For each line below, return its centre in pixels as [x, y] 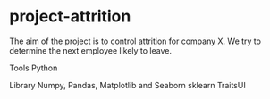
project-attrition [70, 16]
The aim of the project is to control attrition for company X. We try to [135, 41]
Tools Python [34, 68]
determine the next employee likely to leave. [91, 50]
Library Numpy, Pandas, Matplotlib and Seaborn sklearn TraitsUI [127, 85]
